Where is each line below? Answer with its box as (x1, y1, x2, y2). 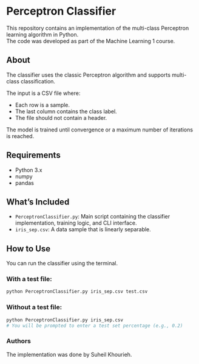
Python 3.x (15, 166, 42, 173)
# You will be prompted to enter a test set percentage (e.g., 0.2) (6, 323, 183, 329)
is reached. (6, 132, 35, 139)
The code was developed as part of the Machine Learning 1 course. (6, 37, 175, 44)
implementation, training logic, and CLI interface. (15, 219, 137, 226)
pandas (15, 179, 35, 186)
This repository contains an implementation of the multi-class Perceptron (6, 24, 189, 32)
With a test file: (6, 275, 53, 284)
